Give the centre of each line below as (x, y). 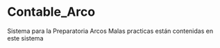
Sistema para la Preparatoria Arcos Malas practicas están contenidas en (110, 31)
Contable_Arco (51, 12)
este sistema (25, 38)
